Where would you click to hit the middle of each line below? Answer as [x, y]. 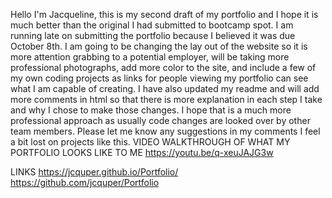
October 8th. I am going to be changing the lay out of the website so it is [159, 46]
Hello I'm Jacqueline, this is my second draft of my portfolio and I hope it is [164, 14]
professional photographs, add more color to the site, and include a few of [163, 67]
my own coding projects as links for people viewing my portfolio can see [159, 78]
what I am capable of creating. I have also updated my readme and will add [165, 88]
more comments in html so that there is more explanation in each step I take [166, 99]
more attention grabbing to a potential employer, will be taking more [150, 57]
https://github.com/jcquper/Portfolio [85, 182]
